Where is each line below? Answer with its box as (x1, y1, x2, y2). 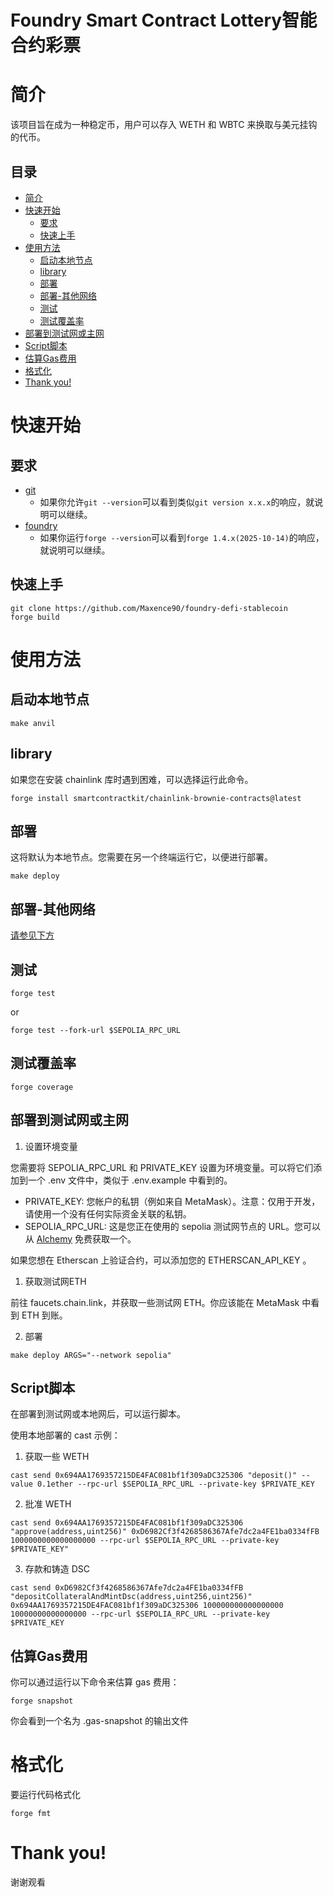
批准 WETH (24, 1498, 72, 1510)
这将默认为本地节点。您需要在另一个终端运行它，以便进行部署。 (10, 851, 273, 863)
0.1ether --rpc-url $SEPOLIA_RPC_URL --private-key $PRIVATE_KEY (36, 1479, 315, 1490)
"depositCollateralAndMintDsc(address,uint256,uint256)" (10, 1592, 253, 1602)
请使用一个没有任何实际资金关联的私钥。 (24, 1207, 192, 1220)
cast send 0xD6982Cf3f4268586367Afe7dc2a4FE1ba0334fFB (10, 1583, 244, 1593)
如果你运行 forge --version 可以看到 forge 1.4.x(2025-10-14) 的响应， (39, 531, 325, 543)
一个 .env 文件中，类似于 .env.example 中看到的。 (27, 1174, 233, 1186)
